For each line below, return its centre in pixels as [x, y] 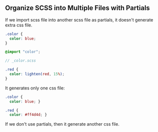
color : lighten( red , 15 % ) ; [37, 74]
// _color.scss [21, 61]
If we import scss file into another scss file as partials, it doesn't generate [79, 20]
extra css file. [19, 25]
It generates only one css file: [35, 88]
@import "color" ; [23, 52]
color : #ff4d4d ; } [28, 115]
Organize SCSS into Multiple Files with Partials [78, 8]
